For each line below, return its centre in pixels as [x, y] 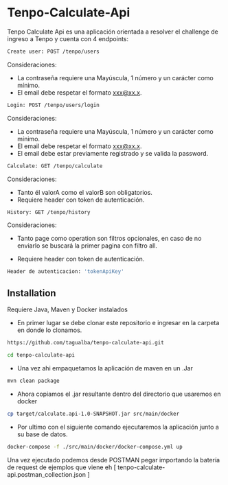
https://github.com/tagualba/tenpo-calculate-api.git [86, 343]
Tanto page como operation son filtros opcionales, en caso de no [109, 239]
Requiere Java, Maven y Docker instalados [68, 309]
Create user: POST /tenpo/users [53, 51]
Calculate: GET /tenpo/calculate [55, 166]
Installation [32, 293]
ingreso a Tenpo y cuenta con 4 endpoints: [68, 38]
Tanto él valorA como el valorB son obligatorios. [85, 192]
